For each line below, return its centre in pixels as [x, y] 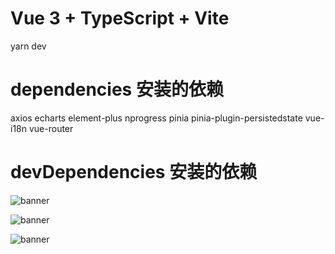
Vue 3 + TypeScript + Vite [120, 18]
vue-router [51, 128]
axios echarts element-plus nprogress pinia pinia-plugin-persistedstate [156, 118]
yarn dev [28, 46]
